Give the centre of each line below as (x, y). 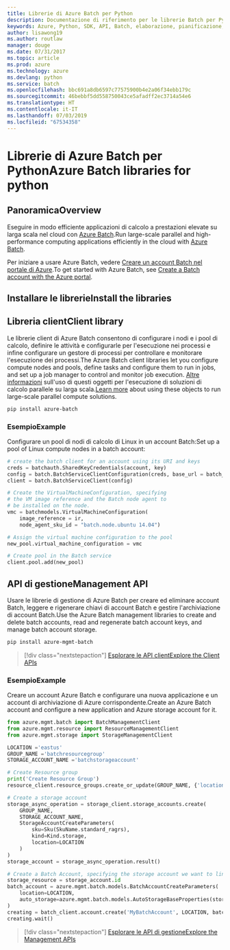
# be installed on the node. (49, 506)
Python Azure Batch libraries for (99, 171)
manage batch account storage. (52, 629)
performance (26, 242)
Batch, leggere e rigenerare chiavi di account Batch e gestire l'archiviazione (114, 607)
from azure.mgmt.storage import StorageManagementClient (90, 735)
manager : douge (29, 45)
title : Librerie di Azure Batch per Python (70, 13)
